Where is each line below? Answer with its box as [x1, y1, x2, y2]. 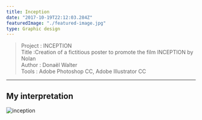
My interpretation [6, 91, 73, 101]
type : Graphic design [6, 25, 61, 32]
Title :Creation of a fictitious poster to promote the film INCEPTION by [20, 49, 194, 56]
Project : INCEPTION [20, 42, 72, 49]
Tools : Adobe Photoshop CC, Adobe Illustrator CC [20, 68, 146, 75]
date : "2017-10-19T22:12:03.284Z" [6, 14, 93, 21]
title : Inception [6, 8, 50, 15]
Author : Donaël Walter [20, 62, 78, 69]
